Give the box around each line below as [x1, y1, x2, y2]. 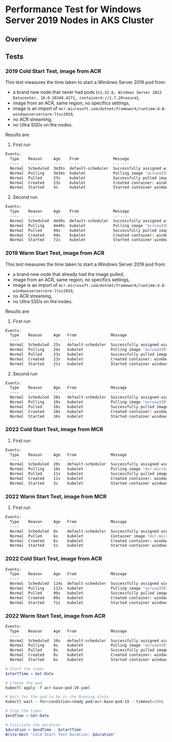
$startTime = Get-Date [5, 671, 54, 676]
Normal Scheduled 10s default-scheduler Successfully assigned [10, 638, 159, 643]
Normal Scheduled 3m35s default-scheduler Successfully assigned [10, 165, 161, 171]
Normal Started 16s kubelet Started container [10, 414, 150, 419]
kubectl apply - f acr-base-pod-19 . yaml [5, 685, 91, 690]
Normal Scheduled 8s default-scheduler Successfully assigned [10, 528, 159, 534]
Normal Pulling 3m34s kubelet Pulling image [10, 171, 143, 176]
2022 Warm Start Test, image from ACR [5, 612, 106, 619]
